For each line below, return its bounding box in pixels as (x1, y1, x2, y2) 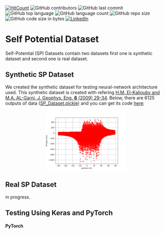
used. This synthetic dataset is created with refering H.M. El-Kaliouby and (5, 89, 160, 95)
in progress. (5, 194, 31, 200)
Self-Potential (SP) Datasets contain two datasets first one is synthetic (5, 50, 153, 56)
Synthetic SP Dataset (5, 70, 74, 79)
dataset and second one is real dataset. (5, 55, 88, 62)
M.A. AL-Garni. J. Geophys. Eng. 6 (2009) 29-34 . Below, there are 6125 (5, 95, 155, 101)
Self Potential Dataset (5, 34, 99, 45)
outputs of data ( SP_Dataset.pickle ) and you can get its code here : (5, 100, 145, 106)
